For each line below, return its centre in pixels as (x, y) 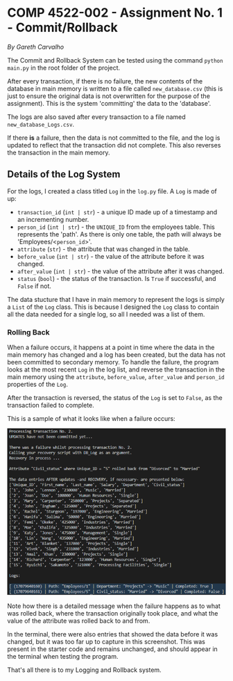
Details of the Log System (64, 174)
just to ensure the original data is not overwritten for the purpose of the (109, 96)
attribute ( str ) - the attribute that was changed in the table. (104, 249)
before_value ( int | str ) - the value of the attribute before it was (111, 256)
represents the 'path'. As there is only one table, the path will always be (119, 234)
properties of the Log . (37, 385)
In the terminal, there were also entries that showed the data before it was (113, 634)
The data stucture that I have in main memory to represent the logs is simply (116, 299)
